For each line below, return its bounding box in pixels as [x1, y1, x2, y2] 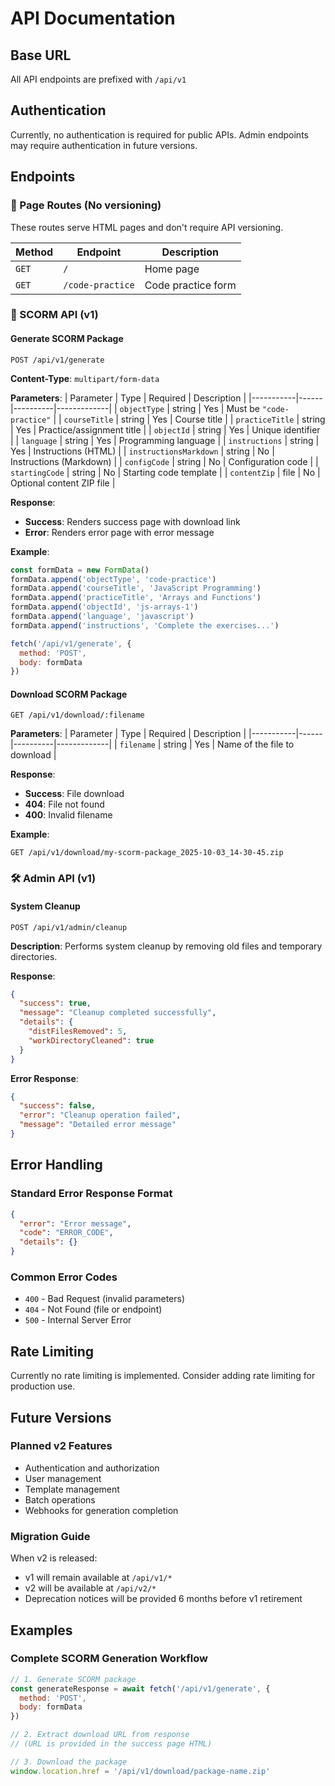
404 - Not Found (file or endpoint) [24, 1303, 163, 1316]
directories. [10, 950, 58, 962]
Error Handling [10, 1157, 103, 1174]
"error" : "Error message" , [19, 1218, 132, 1229]
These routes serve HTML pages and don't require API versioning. [10, 221, 284, 233]
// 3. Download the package [10, 1757, 128, 1767]
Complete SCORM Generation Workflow [10, 1652, 208, 1666]
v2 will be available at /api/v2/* [24, 1582, 157, 1594]
